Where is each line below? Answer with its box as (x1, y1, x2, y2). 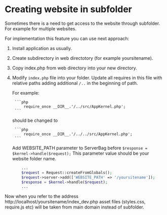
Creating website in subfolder (5, 4, 132, 15)
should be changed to (12, 117, 58, 123)
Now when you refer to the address (5, 193, 79, 199)
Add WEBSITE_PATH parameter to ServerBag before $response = (12, 145, 148, 151)
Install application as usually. (12, 45, 72, 51)
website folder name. (12, 155, 57, 161)
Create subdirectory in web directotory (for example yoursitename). (12, 55, 153, 61)
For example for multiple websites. (5, 25, 77, 31)
